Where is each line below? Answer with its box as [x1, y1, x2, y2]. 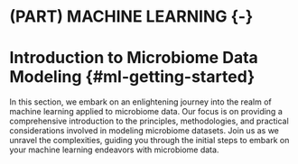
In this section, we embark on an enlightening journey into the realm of [9, 96, 273, 107]
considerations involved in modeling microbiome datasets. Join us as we [9, 125, 280, 136]
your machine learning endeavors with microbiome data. [9, 144, 219, 155]
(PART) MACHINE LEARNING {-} [9, 6, 254, 27]
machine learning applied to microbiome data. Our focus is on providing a [9, 106, 283, 117]
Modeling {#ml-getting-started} [9, 67, 256, 87]
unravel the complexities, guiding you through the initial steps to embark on [9, 135, 290, 146]
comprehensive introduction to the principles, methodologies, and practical [9, 115, 289, 127]
